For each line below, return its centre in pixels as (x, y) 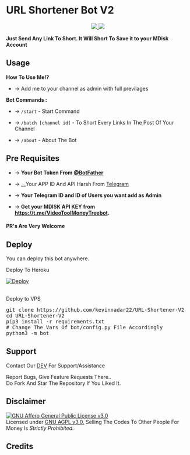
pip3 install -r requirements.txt (55, 321)
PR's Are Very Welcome (36, 226)
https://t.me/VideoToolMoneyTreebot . (62, 213)
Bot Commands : (27, 99)
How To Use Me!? (28, 77)
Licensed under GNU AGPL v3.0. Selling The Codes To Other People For (93, 422)
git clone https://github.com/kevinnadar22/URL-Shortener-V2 (95, 310)
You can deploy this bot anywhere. (47, 258)
